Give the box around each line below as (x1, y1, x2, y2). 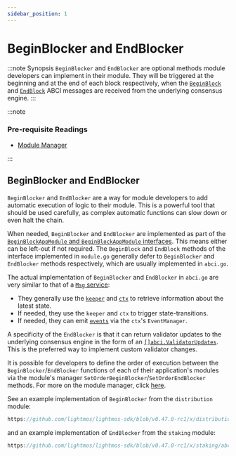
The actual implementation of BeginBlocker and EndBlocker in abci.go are (7, 273, 219, 281)
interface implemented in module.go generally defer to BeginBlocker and (7, 252, 215, 260)
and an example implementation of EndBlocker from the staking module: (7, 428, 216, 436)
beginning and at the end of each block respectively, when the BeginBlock (7, 79, 221, 87)
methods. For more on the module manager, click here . (7, 381, 166, 389)
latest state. (17, 301, 52, 310)
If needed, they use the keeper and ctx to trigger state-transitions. (17, 308, 209, 317)
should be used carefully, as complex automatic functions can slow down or (7, 208, 228, 216)
